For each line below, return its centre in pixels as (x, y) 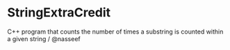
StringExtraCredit (59, 13)
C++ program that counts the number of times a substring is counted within (115, 32)
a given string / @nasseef (44, 38)
